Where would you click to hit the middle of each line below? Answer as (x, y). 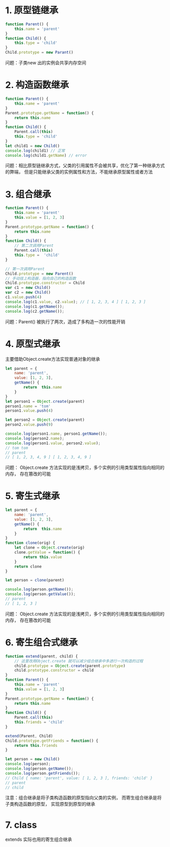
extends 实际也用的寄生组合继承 (39, 839)
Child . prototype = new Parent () (39, 274)
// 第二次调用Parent (34, 246)
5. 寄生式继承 (32, 496)
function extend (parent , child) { (42, 656)
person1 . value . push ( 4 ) (29, 411)
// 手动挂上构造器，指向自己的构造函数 (41, 278)
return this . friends (36, 745)
